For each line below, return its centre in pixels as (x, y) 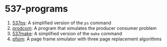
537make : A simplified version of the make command (67, 33)
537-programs (36, 9)
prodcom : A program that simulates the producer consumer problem (84, 28)
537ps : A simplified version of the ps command (61, 23)
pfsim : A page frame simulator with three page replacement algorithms (87, 39)
